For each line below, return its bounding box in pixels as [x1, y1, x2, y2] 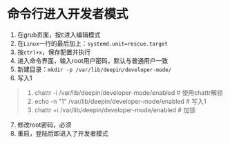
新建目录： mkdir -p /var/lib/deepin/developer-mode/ [17, 65, 172, 73]
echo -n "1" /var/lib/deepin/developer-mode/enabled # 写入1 [34, 97, 207, 105]
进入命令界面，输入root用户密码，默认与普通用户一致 [17, 56, 169, 64]
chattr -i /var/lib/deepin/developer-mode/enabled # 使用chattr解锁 [34, 88, 223, 97]
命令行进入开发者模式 [7, 6, 129, 22]
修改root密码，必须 [17, 120, 72, 129]
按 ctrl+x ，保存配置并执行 [17, 48, 91, 56]
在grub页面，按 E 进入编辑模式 [17, 30, 101, 39]
